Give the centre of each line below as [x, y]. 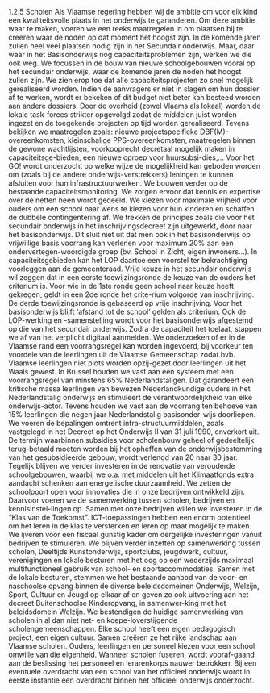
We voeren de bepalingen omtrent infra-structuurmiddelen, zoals [116, 423]
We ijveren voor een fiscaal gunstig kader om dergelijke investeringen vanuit [135, 534]
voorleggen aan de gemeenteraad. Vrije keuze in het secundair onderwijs [130, 269]
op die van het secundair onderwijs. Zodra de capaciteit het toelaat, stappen [135, 329]
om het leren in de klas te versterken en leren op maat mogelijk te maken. [130, 526]
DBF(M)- [215, 132]
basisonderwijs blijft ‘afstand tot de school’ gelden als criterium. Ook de [127, 311]
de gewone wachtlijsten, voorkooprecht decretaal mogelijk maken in [122, 149]
